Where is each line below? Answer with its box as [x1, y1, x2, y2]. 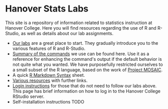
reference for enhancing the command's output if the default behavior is [12, 56, 162, 62]
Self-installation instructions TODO [12, 98, 84, 104]
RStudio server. [12, 93, 45, 99]
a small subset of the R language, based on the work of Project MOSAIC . [12, 66, 163, 73]
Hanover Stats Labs [5, 3, 89, 15]
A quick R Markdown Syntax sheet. [12, 72, 85, 78]
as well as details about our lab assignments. [21, 30, 114, 36]
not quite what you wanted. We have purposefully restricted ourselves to [12, 61, 163, 67]
